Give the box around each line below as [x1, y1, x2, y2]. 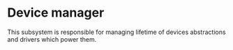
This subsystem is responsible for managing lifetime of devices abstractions [7, 28, 226, 36]
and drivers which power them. [7, 35, 97, 43]
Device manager [7, 5, 105, 21]
